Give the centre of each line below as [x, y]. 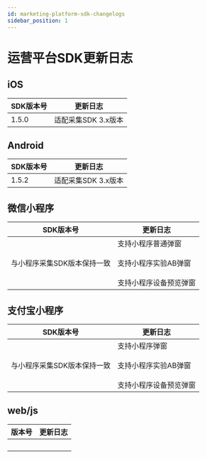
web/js [23, 411]
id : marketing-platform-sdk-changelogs [66, 14]
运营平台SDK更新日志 [70, 58]
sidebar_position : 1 [38, 21]
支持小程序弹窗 [142, 346]
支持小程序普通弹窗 [150, 244]
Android [26, 146]
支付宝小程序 [35, 310]
